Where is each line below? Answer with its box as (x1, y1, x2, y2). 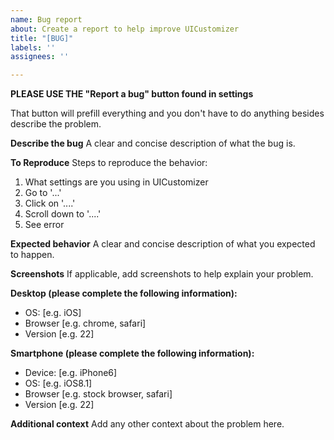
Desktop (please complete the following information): (10, 287, 238, 300)
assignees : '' (10, 52, 70, 62)
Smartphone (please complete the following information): (10, 347, 255, 360)
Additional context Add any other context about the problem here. (10, 418, 285, 430)
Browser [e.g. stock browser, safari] (24, 388, 173, 400)
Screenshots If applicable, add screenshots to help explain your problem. (10, 268, 314, 280)
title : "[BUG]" (10, 33, 74, 43)
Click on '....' (24, 197, 76, 210)
